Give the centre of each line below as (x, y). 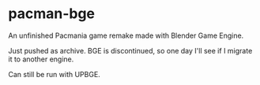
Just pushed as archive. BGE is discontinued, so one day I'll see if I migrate (130, 50)
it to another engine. (41, 59)
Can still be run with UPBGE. (54, 74)
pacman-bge (52, 14)
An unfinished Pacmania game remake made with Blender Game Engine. (126, 35)
